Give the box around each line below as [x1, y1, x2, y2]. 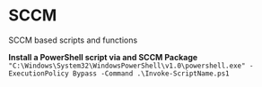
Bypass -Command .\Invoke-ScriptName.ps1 [72, 68, 230, 78]
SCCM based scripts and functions [8, 35, 138, 45]
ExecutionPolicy [8, 68, 69, 78]
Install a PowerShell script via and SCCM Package [8, 51, 198, 62]
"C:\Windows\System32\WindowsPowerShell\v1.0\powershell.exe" [8, 61, 246, 70]
